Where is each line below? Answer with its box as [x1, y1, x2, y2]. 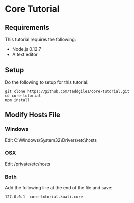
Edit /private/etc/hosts [5, 161, 51, 167]
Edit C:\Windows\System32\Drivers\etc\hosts [5, 137, 97, 143]
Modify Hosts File [5, 111, 61, 119]
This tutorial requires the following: [5, 36, 76, 42]
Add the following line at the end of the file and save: [5, 185, 113, 191]
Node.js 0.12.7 [12, 46, 41, 52]
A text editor [12, 51, 38, 57]
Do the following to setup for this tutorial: [5, 79, 89, 85]
